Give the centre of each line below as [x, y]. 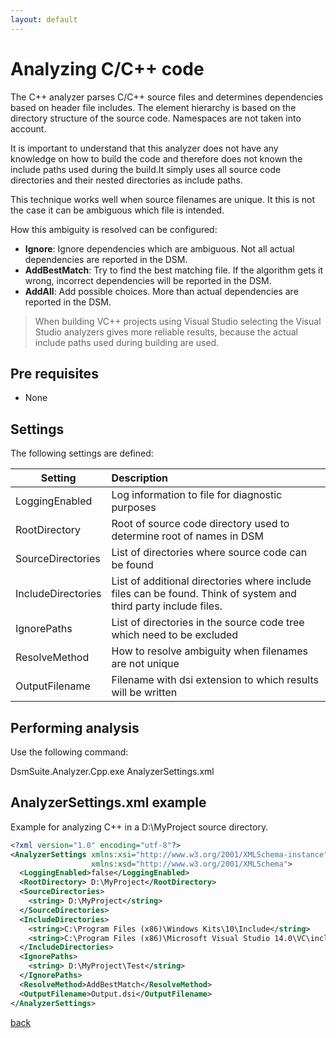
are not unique [145, 664]
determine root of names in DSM [187, 536]
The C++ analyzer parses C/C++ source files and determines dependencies [167, 97]
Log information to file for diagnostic [197, 495]
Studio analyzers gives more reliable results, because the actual [166, 332]
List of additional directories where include [211, 581]
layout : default [44, 19]
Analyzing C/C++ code [107, 68]
